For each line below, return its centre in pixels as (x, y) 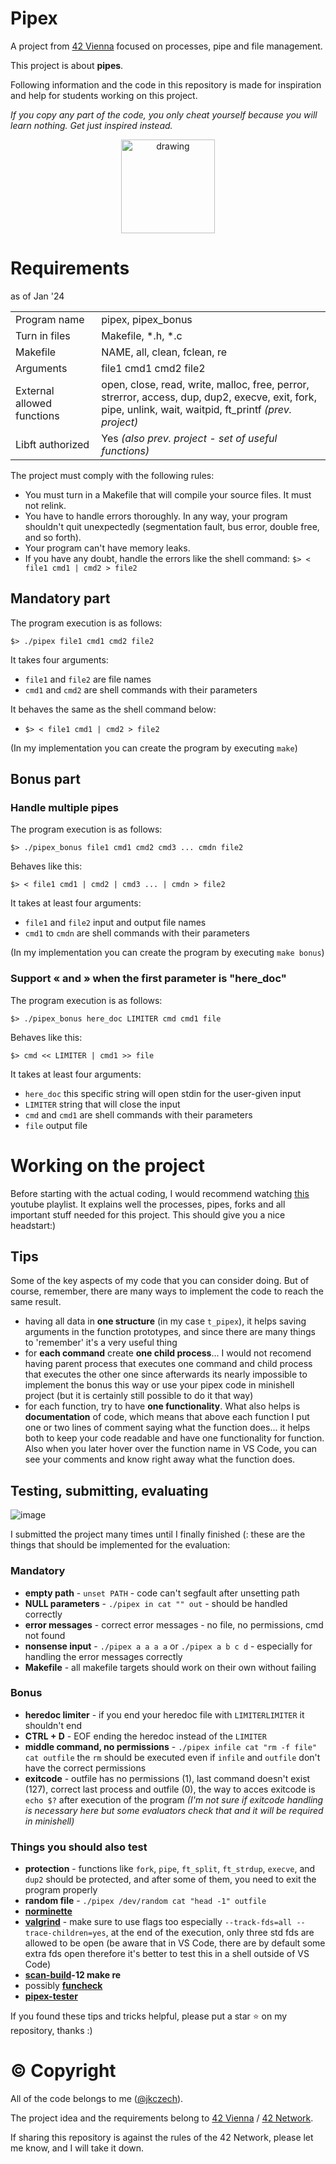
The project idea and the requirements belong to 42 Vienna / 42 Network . (162, 2118)
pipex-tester (51, 1996)
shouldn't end (53, 1725)
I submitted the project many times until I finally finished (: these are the (158, 1534)
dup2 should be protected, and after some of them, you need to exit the (170, 1879)
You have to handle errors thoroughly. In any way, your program (156, 516)
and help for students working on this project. (104, 95)
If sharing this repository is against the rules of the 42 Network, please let (162, 2138)
